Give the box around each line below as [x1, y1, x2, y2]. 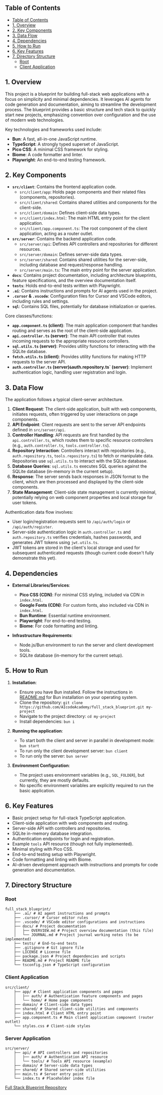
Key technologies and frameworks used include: [5, 126, 102, 132]
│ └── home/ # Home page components [14, 998, 93, 1003]
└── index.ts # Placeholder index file [14, 1076, 95, 1081]
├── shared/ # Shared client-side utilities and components [14, 1006, 139, 1011]
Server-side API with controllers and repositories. [12, 825, 111, 831]
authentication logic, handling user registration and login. [12, 369, 127, 375]
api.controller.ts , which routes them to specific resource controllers [12, 437, 154, 443]
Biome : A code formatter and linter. [12, 151, 83, 157]
